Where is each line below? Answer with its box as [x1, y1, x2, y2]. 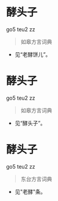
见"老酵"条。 [14, 188, 46, 195]
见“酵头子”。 [14, 119, 46, 127]
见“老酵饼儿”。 [14, 50, 51, 58]
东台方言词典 [20, 175, 52, 182]
